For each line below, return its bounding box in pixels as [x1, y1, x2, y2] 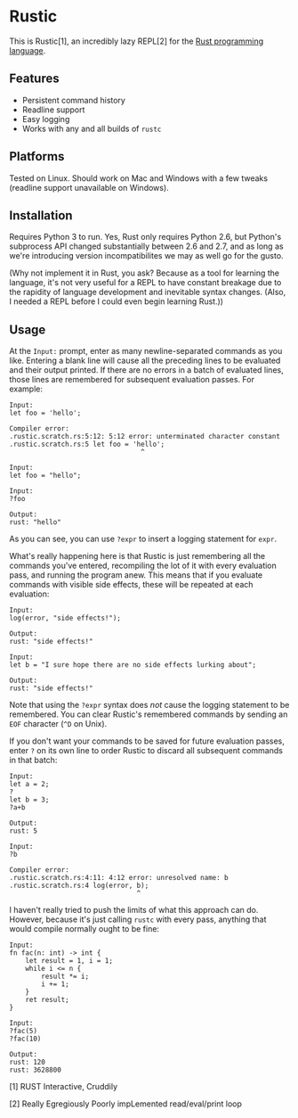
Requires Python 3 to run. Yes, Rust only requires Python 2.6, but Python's [9, 232, 282, 243]
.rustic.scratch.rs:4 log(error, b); [9, 881, 149, 891]
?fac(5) [9, 1027, 38, 1036]
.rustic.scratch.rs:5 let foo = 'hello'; [9, 440, 165, 449]
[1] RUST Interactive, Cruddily [9, 1081, 118, 1092]
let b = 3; [9, 795, 50, 804]
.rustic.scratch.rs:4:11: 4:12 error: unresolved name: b [9, 874, 229, 883]
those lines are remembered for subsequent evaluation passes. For [9, 374, 255, 385]
